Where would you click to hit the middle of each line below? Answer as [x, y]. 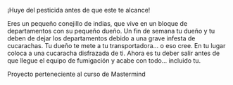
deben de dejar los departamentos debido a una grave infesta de [101, 38]
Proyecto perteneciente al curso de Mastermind [76, 74]
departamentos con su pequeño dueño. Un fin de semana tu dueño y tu [111, 31]
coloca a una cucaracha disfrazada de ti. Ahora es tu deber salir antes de [114, 53]
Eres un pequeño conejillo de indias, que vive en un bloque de [97, 23]
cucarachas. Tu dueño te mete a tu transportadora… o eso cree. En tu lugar [116, 46]
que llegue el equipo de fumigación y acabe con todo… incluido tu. [104, 61]
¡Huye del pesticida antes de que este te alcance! [79, 10]
